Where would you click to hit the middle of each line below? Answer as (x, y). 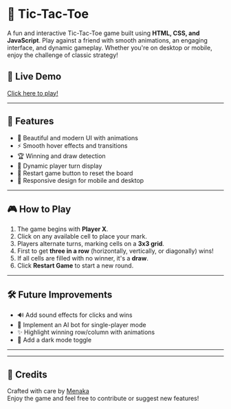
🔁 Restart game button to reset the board (75, 173)
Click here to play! (33, 93)
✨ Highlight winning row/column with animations (86, 332)
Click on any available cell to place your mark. (82, 236)
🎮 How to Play (39, 209)
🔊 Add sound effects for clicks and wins (75, 315)
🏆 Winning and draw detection (61, 156)
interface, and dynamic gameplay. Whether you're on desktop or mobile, (110, 47)
